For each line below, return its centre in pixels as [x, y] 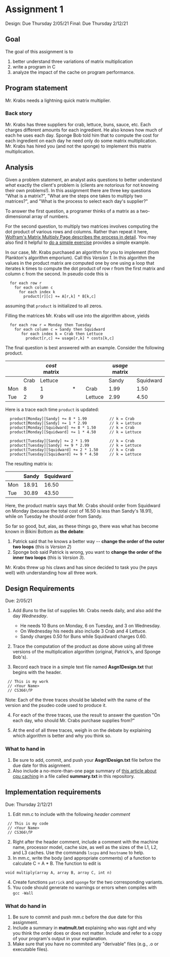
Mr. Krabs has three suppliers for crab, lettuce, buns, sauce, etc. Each [78, 124]
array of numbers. [50, 216]
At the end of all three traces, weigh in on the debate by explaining [82, 730]
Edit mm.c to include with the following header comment [71, 814]
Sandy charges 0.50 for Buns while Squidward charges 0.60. [83, 636]
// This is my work [28, 682]
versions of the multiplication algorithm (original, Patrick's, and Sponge [87, 652]
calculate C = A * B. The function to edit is [57, 863]
